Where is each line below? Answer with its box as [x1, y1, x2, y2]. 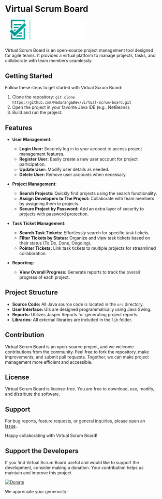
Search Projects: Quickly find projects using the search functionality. [19, 190, 157, 196]
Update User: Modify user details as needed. [19, 166, 110, 172]
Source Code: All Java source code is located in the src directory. [12, 301, 144, 307]
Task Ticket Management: [12, 220, 66, 226]
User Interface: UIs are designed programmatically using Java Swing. [12, 306, 151, 312]
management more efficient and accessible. [5, 359, 93, 365]
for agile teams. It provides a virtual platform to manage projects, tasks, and [5, 52, 156, 59]
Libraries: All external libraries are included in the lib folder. [12, 317, 133, 322]
